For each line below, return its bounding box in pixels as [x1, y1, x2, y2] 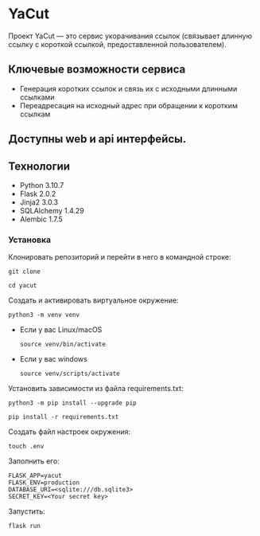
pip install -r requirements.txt [8, 413, 119, 421]
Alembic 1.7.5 [19, 214, 64, 224]
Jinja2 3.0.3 [19, 197, 58, 207]
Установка [8, 234, 52, 245]
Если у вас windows [19, 354, 87, 364]
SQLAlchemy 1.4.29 [19, 205, 85, 215]
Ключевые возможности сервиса [8, 63, 186, 76]
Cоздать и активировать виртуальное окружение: [8, 295, 179, 305]
